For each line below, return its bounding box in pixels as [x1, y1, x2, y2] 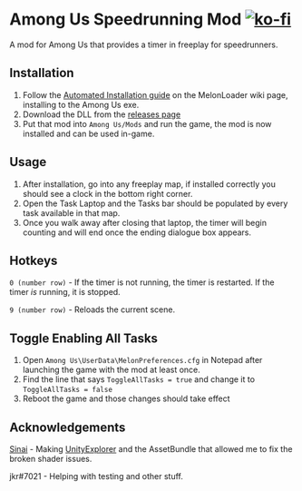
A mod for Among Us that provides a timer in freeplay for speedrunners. [9, 39, 278, 50]
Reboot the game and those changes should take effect [22, 393, 230, 404]
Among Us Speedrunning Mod [9, 9, 242, 30]
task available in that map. [22, 207, 121, 218]
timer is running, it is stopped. [9, 287, 121, 298]
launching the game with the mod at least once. [22, 364, 201, 376]
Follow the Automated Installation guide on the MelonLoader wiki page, [22, 89, 288, 100]
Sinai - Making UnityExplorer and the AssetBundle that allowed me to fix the [9, 444, 293, 454]
